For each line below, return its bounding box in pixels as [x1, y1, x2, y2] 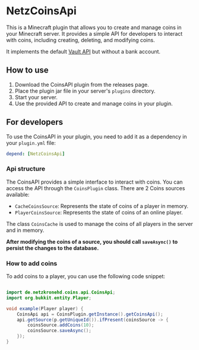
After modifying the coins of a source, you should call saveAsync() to [6, 238, 178, 245]
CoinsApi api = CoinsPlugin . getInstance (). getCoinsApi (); [17, 311, 163, 317]
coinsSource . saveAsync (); [27, 328, 92, 334]
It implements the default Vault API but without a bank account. [6, 48, 161, 55]
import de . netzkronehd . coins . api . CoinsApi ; [6, 289, 116, 295]
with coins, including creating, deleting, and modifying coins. [6, 36, 156, 43]
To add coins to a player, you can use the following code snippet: [6, 273, 165, 280]
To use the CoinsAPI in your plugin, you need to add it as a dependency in [6, 133, 187, 140]
